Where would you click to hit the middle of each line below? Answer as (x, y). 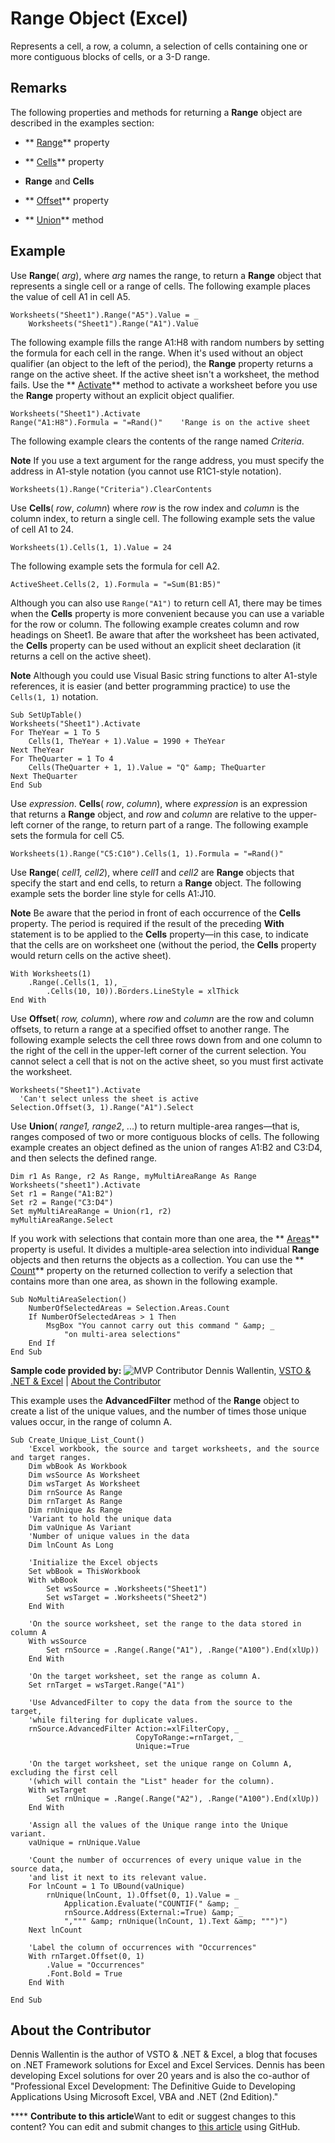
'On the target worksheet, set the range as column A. (145, 1676)
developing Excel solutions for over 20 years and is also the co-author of (160, 2076)
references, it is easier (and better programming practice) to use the (150, 686)
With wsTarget (57, 1790)
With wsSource (57, 1641)
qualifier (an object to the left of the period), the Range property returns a (162, 363)
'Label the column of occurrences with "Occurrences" (142, 1947)
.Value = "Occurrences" (95, 1965)
